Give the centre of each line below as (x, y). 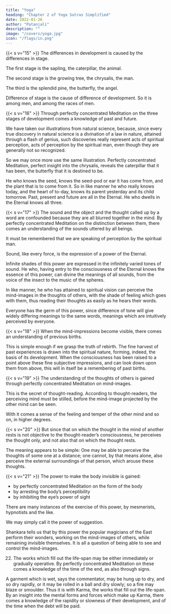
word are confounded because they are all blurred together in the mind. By (84, 218)
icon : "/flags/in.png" (30, 39)
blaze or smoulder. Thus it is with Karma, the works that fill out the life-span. (86, 590)
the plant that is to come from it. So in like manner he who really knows (80, 186)
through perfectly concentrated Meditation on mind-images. (69, 383)
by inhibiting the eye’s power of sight (52, 497)
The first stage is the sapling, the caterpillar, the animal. (64, 68)
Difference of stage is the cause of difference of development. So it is (79, 98)
